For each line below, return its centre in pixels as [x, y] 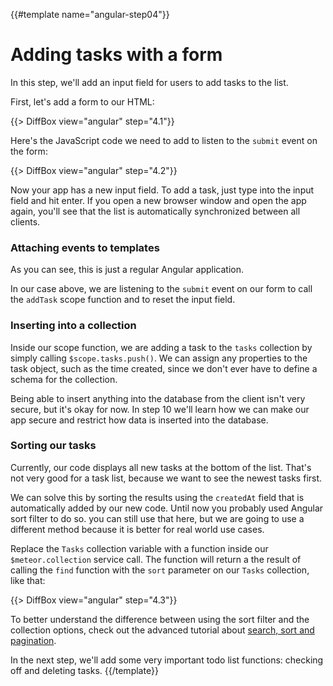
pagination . [33, 640]
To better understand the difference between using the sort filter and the [160, 619]
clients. [25, 221]
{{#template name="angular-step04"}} [90, 14]
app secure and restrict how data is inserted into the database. [139, 420]
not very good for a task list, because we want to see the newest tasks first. [166, 478]
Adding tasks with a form [116, 55]
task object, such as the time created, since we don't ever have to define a [164, 368]
